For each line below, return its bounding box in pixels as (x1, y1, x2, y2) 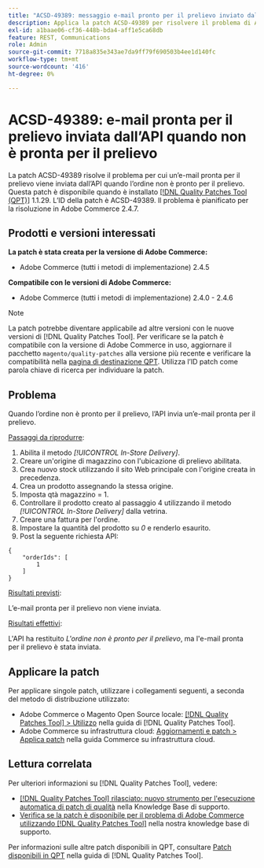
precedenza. (19, 473, 61, 482)
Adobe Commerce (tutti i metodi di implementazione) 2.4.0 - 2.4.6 (19, 293, 233, 303)
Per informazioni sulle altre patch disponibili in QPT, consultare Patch (8, 842, 232, 851)
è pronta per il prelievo (8, 144, 158, 162)
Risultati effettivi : (8, 619, 63, 628)
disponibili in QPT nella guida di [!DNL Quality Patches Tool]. (8, 851, 203, 860)
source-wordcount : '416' (8, 63, 90, 71)
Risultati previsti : (8, 588, 62, 598)
